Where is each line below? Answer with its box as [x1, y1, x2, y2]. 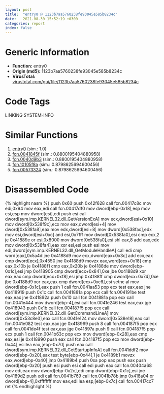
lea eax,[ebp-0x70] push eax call [25, 341, 93, 347]
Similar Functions [5, 130, 78, 141]
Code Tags [5, 96, 50, 107]
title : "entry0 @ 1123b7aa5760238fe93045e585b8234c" [5, 12, 118, 17]
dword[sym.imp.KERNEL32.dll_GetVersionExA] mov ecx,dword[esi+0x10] [5, 216, 154, 222]
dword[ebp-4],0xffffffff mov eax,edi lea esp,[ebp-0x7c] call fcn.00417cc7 [5, 378, 154, 384]
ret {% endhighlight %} [5, 383, 52, 389]
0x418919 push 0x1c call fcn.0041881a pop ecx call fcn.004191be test [5, 289, 146, 295]
